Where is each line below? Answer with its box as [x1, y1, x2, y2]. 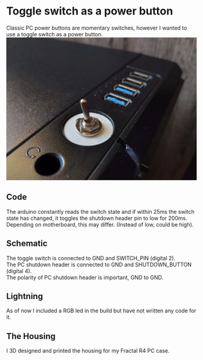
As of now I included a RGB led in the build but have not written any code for [6, 307, 196, 315]
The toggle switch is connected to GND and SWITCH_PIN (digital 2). [6, 254, 176, 262]
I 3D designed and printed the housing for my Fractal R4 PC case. [6, 347, 170, 355]
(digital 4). [6, 267, 32, 274]
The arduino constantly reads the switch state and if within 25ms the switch [6, 208, 195, 215]
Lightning [6, 291, 43, 301]
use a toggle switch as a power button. [6, 30, 103, 37]
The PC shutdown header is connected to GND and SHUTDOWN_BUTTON [6, 261, 192, 268]
